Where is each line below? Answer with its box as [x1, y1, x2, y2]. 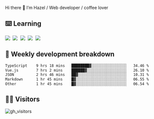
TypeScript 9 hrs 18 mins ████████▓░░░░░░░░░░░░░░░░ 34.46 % [5, 63, 149, 68]
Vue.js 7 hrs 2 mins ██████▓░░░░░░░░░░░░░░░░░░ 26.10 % [5, 68, 149, 73]
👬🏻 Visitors [5, 95, 40, 104]
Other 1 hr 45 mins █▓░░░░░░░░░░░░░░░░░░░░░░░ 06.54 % [5, 81, 149, 86]
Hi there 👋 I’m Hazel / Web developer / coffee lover [5, 5, 109, 10]
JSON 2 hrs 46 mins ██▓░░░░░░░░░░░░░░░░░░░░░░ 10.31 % [5, 72, 149, 78]
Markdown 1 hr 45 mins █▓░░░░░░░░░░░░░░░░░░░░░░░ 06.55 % [5, 77, 149, 82]
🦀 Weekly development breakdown [5, 50, 115, 59]
